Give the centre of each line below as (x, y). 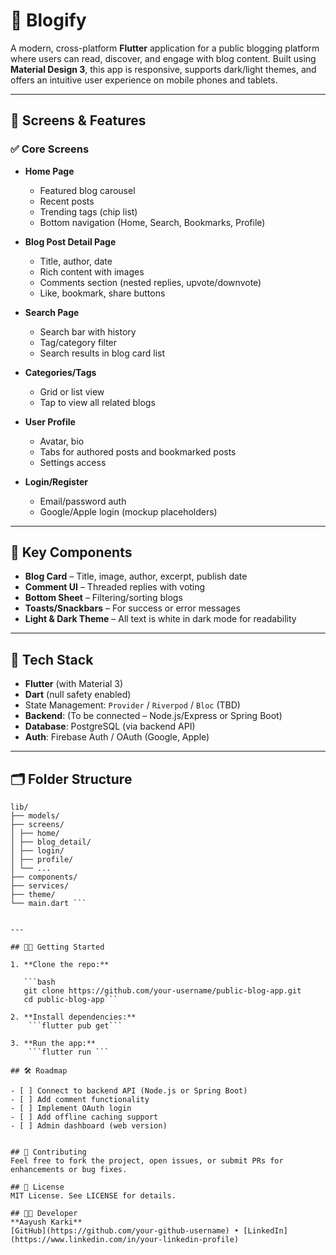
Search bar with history (88, 331)
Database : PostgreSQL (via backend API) (110, 726)
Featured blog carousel (87, 190)
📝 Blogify (48, 20)
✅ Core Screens (50, 149)
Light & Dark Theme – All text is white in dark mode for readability (160, 619)
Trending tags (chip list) (88, 211)
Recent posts (67, 201)
